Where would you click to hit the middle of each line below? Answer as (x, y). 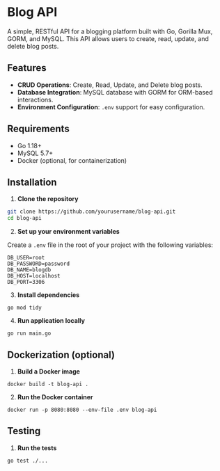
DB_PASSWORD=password (39, 264)
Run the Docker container (55, 397)
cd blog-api (24, 218)
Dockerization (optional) (61, 354)
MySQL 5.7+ (35, 153)
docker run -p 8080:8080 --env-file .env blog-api (82, 410)
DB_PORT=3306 (26, 282)
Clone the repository (48, 199)
